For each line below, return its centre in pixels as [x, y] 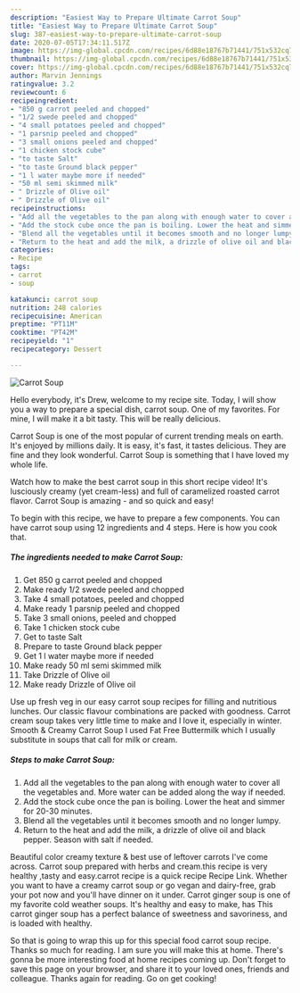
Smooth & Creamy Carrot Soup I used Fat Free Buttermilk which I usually [143, 730]
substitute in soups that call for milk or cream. [94, 739]
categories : [32, 250]
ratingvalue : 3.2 [42, 84]
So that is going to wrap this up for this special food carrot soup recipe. [141, 940]
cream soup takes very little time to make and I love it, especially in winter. [146, 721]
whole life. [29, 464]
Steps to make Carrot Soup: [62, 760]
